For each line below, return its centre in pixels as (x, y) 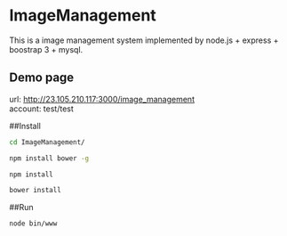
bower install (36, 191)
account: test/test (41, 109)
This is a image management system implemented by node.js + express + (144, 40)
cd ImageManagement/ (48, 142)
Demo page (42, 78)
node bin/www (33, 224)
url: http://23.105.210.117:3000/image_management (102, 99)
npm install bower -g (49, 158)
